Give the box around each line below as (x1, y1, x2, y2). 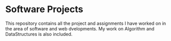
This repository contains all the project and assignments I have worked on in (5, 20, 166, 26)
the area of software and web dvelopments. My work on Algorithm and (5, 25, 155, 31)
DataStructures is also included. (5, 31, 73, 37)
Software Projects (5, 4, 83, 15)
